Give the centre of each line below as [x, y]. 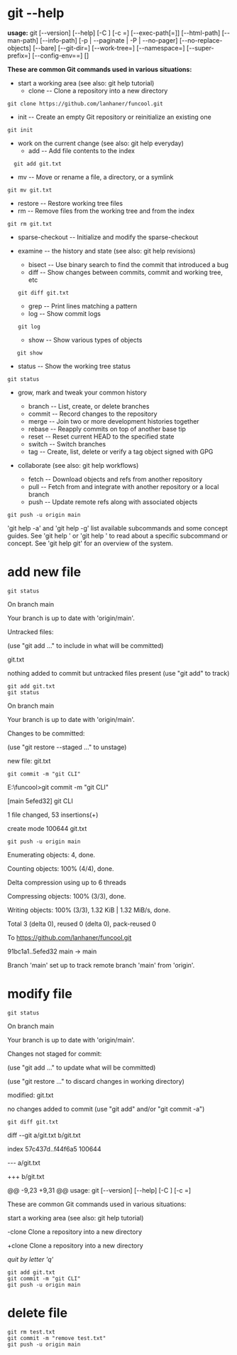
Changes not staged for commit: [55, 1053]
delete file [38, 1313]
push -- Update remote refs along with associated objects [113, 502]
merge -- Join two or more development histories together [114, 421]
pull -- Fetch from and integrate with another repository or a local [123, 486]
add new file [44, 572]
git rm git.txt [30, 224]
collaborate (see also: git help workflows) [78, 465]
